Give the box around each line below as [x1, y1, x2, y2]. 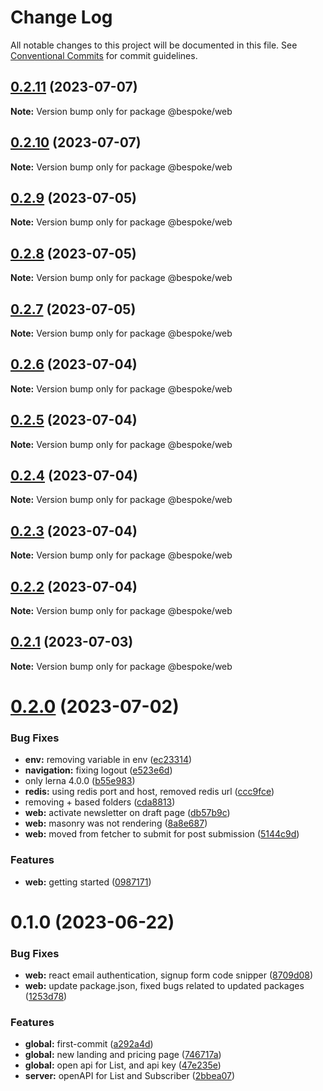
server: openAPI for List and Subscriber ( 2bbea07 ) [24, 1070, 236, 1082]
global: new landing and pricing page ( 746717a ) [24, 1049, 222, 1061]
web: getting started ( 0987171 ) [24, 876, 152, 888]
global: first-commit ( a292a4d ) [24, 1038, 154, 1050]
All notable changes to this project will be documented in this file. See [10, 39, 298, 51]
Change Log [10, 6, 113, 29]
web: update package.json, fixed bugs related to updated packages [24, 980, 305, 992]
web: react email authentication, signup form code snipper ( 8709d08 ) [24, 969, 314, 981]
